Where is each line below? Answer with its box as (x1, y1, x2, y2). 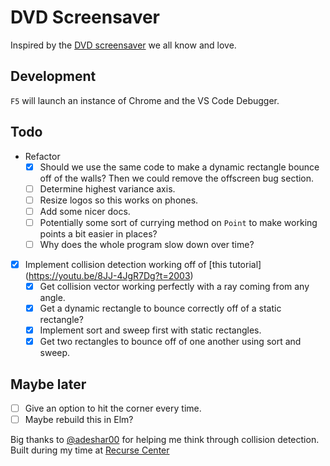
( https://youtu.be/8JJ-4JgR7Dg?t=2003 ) (24, 270, 194, 281)
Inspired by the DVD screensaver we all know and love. (10, 39, 237, 51)
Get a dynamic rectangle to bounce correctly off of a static (39, 302, 282, 315)
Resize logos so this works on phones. (39, 194, 199, 206)
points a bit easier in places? (39, 227, 158, 240)
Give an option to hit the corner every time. (24, 402, 202, 415)
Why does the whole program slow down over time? (39, 238, 255, 250)
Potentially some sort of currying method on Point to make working (39, 216, 318, 228)
